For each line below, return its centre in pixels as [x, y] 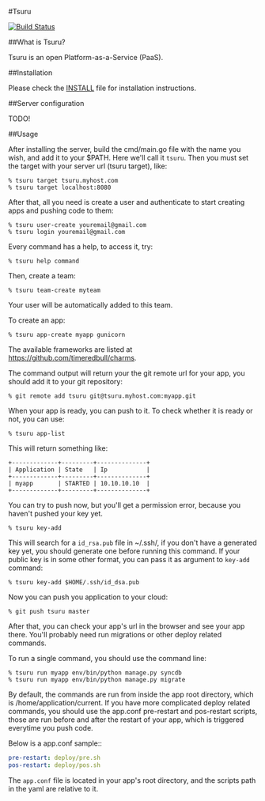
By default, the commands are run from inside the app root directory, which [131, 694]
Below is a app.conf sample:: [55, 743]
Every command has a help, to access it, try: [81, 247]
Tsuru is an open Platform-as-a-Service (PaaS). [86, 57]
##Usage [23, 134]
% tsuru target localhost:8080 [60, 187]
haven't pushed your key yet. [55, 514]
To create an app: [37, 320]
